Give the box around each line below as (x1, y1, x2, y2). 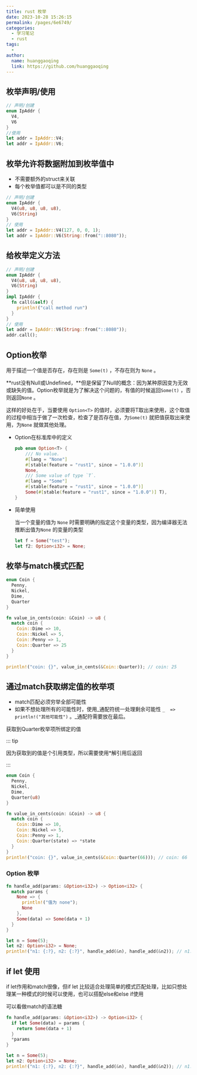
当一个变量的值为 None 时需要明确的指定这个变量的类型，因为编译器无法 (14, 519, 188, 526)
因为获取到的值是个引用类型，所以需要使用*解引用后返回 (6, 749, 142, 757)
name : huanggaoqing (11, 58, 59, 64)
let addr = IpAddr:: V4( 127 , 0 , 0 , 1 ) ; (6, 227, 101, 233)
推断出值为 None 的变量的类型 (14, 526, 84, 533)
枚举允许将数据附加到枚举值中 (6, 158, 114, 168)
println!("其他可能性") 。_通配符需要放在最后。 (14, 713, 129, 720)
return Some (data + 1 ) (16, 1026, 72, 1031)
